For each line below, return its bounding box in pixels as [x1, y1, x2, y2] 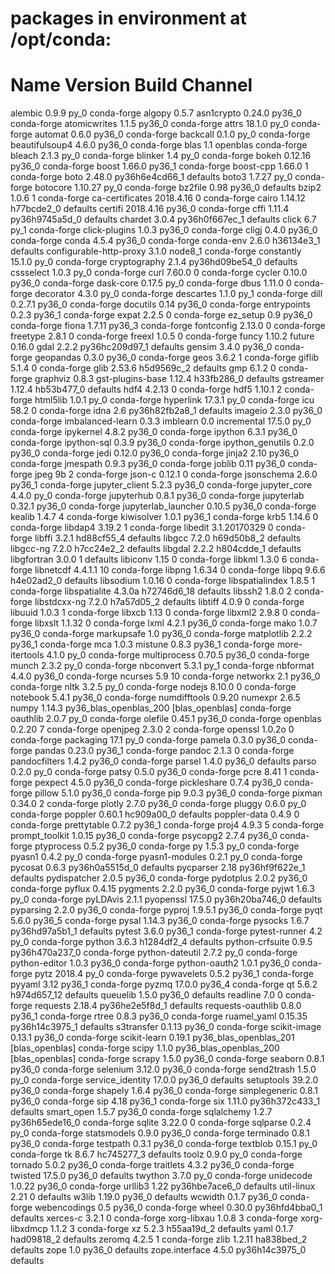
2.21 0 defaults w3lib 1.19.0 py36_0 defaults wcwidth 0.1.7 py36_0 [10, 1191, 278, 1203]
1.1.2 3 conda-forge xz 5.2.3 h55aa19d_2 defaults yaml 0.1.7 [49, 1223, 294, 1235]
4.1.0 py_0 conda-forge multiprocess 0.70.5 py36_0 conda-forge [46, 649, 310, 661]
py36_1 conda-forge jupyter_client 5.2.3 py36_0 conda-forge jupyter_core [10, 479, 313, 491]
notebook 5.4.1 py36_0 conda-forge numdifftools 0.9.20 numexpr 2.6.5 [10, 692, 301, 704]
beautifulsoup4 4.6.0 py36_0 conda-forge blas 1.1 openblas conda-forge [10, 139, 308, 151]
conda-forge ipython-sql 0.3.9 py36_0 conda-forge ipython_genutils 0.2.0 [10, 437, 315, 449]
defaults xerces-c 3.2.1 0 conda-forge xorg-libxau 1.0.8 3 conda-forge [10, 1212, 298, 1224]
